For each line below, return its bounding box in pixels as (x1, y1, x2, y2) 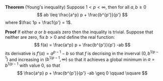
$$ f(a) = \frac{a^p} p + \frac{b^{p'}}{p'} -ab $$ (34, 42, 131, 48)
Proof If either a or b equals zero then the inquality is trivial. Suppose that (5, 29, 153, 35)
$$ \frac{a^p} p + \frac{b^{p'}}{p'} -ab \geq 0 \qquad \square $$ (17, 70, 148, 76)
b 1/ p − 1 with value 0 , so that (5, 61, 60, 68)
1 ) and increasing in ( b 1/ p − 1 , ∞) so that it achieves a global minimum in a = (5, 55, 155, 62)
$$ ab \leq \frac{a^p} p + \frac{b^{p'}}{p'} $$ (36, 12, 128, 18)
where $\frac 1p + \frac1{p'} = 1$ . (5, 20, 72, 25)
